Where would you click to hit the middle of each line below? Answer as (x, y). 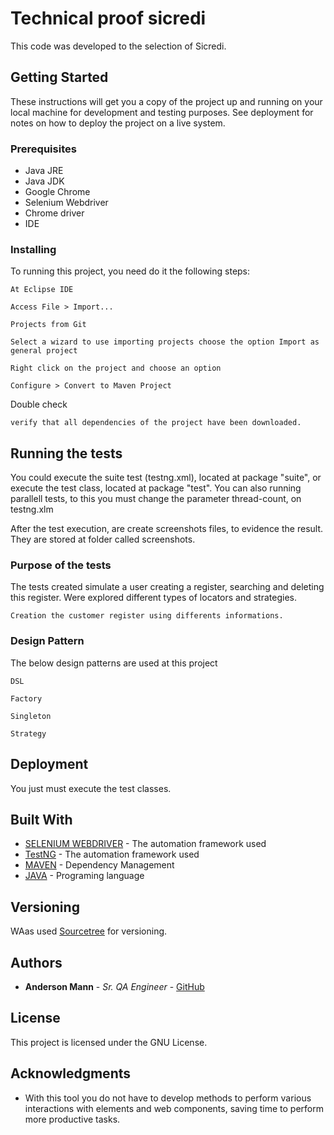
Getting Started (59, 77)
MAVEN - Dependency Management (99, 865)
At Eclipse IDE (42, 290)
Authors (36, 962)
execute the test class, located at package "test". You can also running (156, 488)
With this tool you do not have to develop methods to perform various (168, 1098)
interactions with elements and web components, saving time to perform (174, 1108)
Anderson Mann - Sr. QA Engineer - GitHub (114, 986)
